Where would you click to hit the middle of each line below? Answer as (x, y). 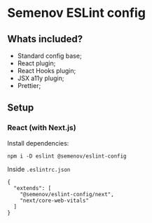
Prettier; (29, 85)
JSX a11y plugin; (41, 78)
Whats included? (45, 39)
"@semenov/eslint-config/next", (67, 194)
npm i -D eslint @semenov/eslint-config (67, 156)
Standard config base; (49, 56)
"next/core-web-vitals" (55, 200)
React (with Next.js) (42, 128)
